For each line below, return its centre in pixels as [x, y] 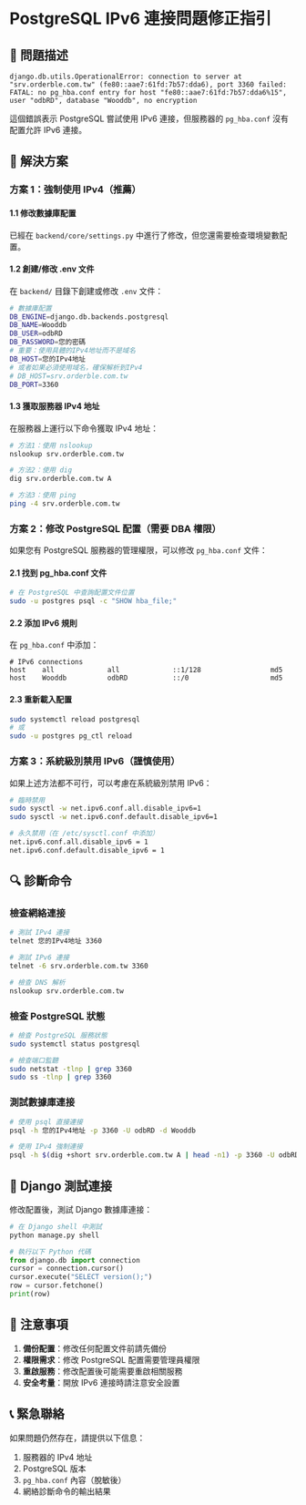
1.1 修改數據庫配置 [43, 213]
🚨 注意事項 [39, 1325]
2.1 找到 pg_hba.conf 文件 [58, 573]
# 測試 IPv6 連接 [40, 957]
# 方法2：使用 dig [41, 470]
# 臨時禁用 [27, 800]
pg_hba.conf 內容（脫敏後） [74, 1479]
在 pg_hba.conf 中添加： [54, 645]
